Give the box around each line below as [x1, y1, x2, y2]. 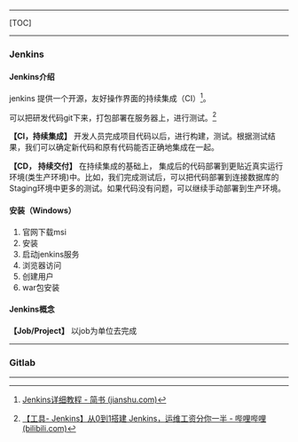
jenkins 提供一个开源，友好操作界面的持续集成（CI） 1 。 [9, 91, 211, 103]
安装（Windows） [9, 205, 76, 216]
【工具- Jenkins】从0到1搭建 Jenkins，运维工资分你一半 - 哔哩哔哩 [21, 414, 267, 424]
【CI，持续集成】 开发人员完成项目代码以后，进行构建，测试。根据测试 [9, 130, 269, 142]
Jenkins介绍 [9, 71, 55, 82]
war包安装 [21, 281, 60, 293]
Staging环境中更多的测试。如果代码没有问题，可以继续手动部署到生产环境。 [9, 183, 286, 193]
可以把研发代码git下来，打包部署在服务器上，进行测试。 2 [9, 110, 217, 122]
